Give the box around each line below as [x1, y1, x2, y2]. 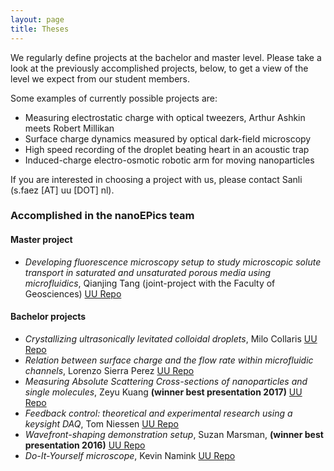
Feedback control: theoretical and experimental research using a [24, 407, 293, 419]
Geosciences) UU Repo [24, 287, 122, 300]
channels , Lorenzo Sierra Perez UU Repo [24, 364, 195, 376]
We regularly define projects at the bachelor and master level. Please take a [10, 51, 322, 63]
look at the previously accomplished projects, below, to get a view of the [10, 62, 309, 74]
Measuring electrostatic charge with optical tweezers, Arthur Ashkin [24, 111, 306, 123]
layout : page [10, 14, 65, 25]
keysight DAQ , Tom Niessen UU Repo [24, 417, 179, 430]
